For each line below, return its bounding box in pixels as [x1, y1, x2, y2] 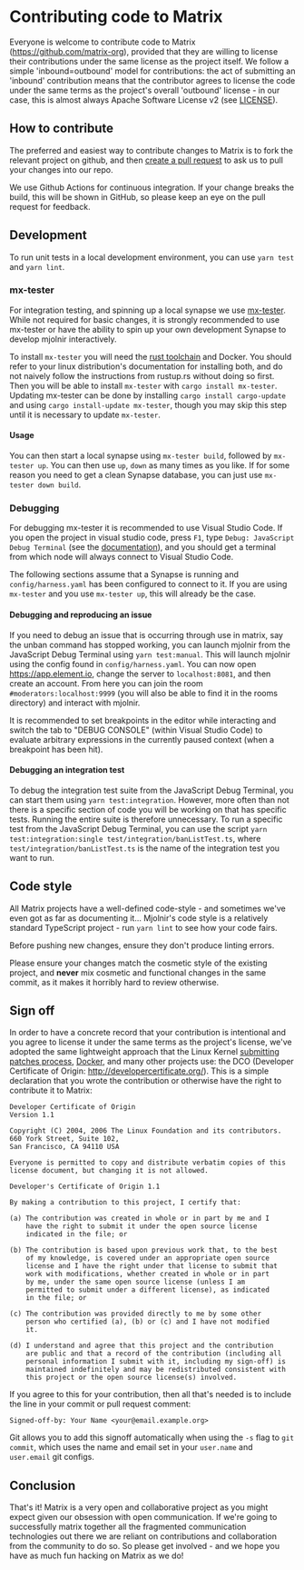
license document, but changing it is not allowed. [9, 1166, 209, 1175]
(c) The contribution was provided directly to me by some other [9, 1309, 261, 1319]
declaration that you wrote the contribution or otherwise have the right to [9, 1075, 282, 1086]
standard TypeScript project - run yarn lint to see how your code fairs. [9, 922, 279, 933]
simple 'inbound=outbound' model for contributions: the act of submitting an [9, 65, 296, 76]
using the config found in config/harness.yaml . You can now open [9, 658, 257, 669]
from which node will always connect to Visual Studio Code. [9, 552, 234, 563]
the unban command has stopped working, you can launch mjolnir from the [9, 639, 290, 650]
